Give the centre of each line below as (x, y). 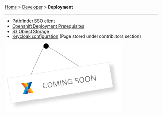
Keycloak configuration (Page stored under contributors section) (76, 36)
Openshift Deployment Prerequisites (48, 26)
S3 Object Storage (31, 31)
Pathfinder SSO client (33, 21)
